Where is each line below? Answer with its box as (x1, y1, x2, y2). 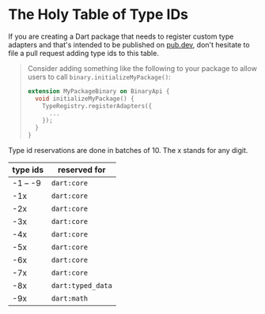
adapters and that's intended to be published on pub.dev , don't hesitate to (8, 39, 251, 49)
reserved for (58, 164, 106, 175)
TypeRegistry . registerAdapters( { (42, 102, 153, 110)
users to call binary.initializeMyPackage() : (27, 72, 172, 81)
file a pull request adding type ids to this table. (8, 48, 160, 58)
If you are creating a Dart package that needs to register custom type (8, 32, 234, 41)
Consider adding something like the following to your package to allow (27, 63, 257, 73)
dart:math (51, 294, 89, 303)
